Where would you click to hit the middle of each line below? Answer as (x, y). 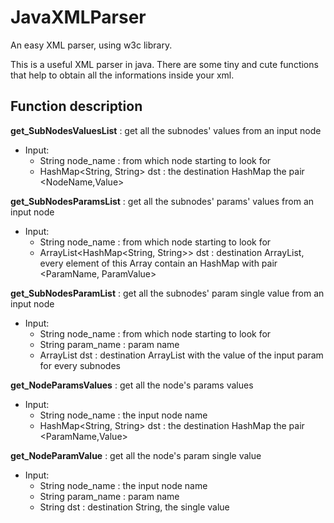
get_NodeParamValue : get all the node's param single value (136, 455)
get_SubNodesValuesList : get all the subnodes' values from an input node (166, 130)
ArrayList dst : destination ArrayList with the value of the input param (181, 355)
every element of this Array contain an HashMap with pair (158, 263)
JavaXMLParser (78, 17)
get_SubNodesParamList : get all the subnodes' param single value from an (167, 293)
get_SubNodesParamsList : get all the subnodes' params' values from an (162, 201)
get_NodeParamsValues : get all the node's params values (132, 385)
